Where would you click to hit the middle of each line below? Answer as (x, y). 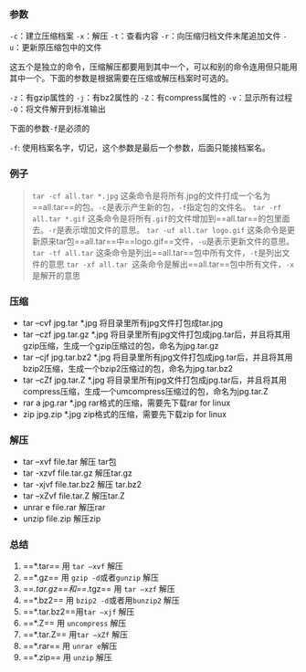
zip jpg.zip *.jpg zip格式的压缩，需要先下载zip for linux (124, 414)
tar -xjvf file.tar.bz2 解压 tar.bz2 (82, 485)
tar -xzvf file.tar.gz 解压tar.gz (77, 473)
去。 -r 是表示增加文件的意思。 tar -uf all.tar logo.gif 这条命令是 (159, 229)
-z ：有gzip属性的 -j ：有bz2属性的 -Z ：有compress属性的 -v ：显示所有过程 (151, 98)
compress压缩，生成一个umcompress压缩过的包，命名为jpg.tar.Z (146, 391)
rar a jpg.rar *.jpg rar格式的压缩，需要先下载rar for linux (127, 403)
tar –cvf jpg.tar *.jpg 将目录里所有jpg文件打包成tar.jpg (123, 322)
